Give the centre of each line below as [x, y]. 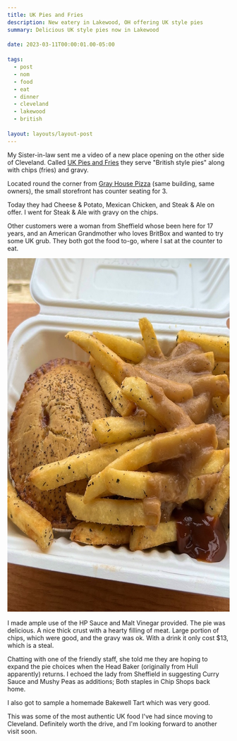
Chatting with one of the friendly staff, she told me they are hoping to [108, 659]
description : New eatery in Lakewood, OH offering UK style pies [105, 22]
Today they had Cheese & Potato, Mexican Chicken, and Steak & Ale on [111, 204]
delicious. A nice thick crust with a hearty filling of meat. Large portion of [113, 630]
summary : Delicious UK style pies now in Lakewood [83, 30]
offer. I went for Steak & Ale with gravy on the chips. [83, 212]
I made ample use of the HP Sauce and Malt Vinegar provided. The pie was [116, 623]
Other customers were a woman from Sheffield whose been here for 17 [110, 226]
